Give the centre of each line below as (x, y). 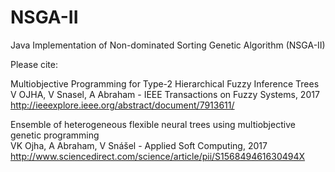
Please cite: (34, 64)
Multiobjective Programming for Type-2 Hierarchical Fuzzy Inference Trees (165, 83)
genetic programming (55, 135)
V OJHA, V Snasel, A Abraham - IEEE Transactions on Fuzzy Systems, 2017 (165, 94)
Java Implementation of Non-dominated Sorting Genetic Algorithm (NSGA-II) (168, 45)
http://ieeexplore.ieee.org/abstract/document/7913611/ (122, 105)
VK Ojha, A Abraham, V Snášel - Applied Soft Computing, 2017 (139, 145)
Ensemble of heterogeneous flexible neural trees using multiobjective (153, 124)
